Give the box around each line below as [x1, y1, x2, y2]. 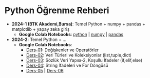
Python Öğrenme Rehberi [4, 5, 110, 16]
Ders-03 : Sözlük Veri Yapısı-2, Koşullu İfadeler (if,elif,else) [26, 57, 143, 63]
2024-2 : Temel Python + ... [11, 37, 67, 42]
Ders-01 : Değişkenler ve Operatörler [26, 47, 99, 53]
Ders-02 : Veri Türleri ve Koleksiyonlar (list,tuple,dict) [26, 52, 132, 58]
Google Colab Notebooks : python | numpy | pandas [19, 31, 124, 37]
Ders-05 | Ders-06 [26, 67, 64, 73]
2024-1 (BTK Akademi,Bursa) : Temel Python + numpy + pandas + [11, 21, 146, 27]
